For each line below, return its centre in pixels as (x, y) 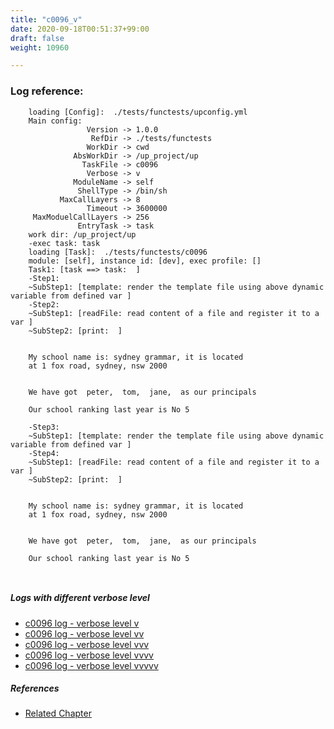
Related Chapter (58, 713)
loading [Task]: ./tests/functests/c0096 (118, 252)
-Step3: (44, 427)
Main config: (55, 121)
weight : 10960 (40, 47)
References (35, 688)
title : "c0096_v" (46, 19)
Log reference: (47, 91)
